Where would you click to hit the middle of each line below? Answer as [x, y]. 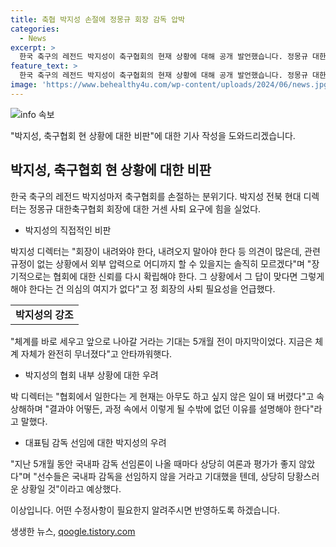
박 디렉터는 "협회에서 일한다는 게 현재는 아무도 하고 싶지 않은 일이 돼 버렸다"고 [162, 396]
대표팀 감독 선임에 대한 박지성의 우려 [95, 442]
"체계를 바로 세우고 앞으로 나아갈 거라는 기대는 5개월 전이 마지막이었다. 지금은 [161, 341]
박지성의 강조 [44, 314]
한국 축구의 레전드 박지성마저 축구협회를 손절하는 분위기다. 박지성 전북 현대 [156, 196]
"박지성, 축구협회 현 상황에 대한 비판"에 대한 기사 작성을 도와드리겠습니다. [153, 135]
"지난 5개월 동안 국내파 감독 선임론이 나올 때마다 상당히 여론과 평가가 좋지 [153, 463]
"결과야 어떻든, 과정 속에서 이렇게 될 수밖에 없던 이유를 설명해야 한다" [179, 408]
